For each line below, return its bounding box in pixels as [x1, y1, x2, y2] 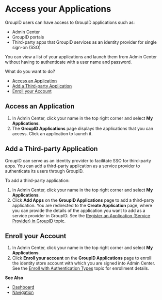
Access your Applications [5, 3, 112, 15]
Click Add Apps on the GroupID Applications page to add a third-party [12, 197, 155, 203]
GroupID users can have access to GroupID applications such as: [5, 19, 135, 25]
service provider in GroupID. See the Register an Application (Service [12, 212, 150, 218]
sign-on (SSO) [12, 44, 41, 50]
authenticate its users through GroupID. [5, 168, 84, 174]
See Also [5, 275, 23, 281]
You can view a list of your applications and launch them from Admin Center [5, 53, 157, 59]
